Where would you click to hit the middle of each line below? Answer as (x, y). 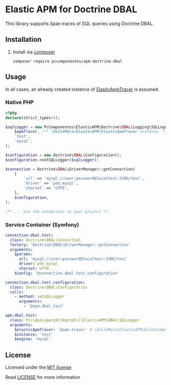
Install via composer (34, 52)
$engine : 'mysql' (33, 339)
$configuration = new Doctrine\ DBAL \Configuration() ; (64, 155)
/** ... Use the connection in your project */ (57, 211)
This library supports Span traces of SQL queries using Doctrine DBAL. (80, 23)
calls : (17, 292)
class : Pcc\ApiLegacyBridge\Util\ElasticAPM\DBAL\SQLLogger (75, 320)
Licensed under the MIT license (38, 367)
